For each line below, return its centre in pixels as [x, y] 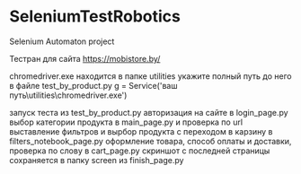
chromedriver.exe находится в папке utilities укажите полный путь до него [150, 76]
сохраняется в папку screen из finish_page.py [97, 160]
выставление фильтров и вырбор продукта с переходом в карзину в [141, 131]
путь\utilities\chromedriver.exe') [68, 95]
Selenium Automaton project [62, 41]
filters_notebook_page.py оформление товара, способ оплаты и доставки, [150, 141]
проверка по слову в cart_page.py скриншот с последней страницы [140, 151]
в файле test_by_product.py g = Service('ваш [93, 85]
